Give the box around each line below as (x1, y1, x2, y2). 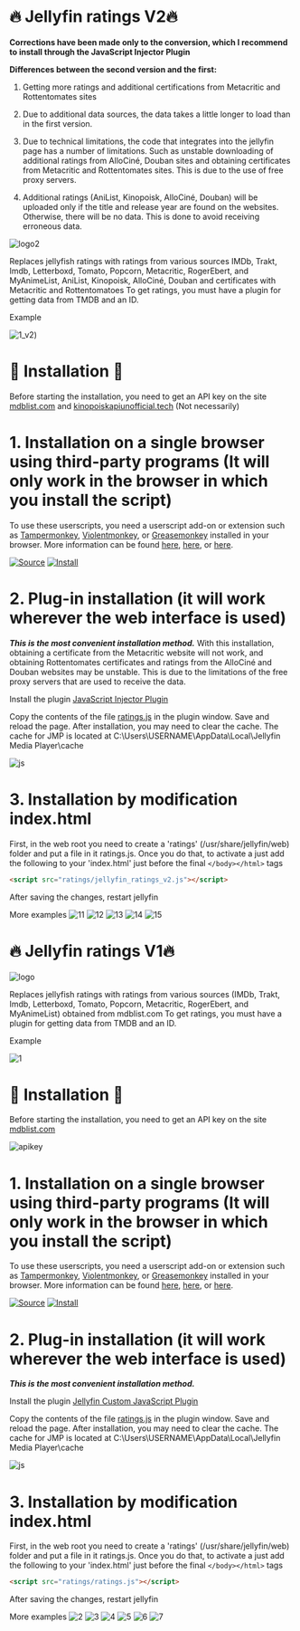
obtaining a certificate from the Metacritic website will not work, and (9, 647, 264, 658)
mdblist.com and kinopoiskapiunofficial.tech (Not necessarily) (9, 400, 240, 411)
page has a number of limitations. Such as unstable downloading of (22, 145, 274, 156)
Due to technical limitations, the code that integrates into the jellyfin (22, 136, 274, 147)
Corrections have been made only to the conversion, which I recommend (9, 36, 288, 47)
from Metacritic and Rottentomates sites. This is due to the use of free (22, 165, 284, 176)
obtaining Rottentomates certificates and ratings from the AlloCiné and (9, 656, 273, 667)
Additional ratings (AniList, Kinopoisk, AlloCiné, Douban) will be (22, 192, 258, 203)
